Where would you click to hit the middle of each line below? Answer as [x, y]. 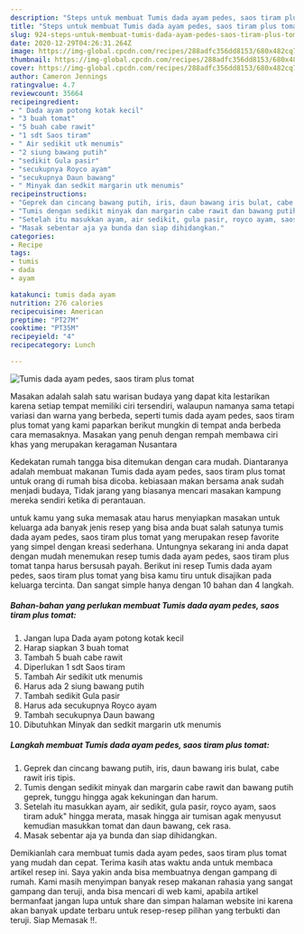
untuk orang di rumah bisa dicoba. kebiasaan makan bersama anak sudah [147, 481]
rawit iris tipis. [49, 778]
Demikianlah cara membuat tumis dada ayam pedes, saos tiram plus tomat [148, 853]
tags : [20, 253]
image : [23, 52]
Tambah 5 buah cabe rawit [73, 657]
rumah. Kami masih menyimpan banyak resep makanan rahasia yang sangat [152, 882]
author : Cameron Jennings [59, 77]
